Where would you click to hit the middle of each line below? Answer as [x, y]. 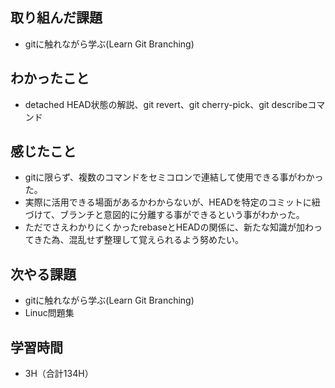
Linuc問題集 [49, 313]
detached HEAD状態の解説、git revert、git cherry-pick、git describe [166, 104]
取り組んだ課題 [56, 18]
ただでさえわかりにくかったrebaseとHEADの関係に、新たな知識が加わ [169, 227]
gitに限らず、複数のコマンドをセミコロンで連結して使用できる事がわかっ [174, 177]
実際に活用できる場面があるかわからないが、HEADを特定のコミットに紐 [172, 202]
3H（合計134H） [59, 374]
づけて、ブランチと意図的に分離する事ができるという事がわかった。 [164, 215]
